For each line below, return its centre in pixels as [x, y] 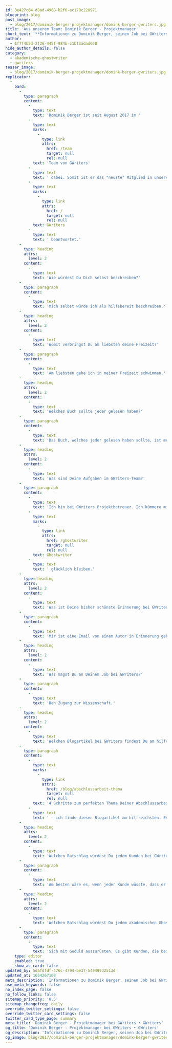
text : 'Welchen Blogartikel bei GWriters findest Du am [93, 741]
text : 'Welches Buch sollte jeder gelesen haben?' [88, 412]
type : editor [28, 957]
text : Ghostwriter [52, 555]
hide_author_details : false [35, 48]
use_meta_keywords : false [33, 985]
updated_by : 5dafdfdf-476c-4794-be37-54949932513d [60, 970]
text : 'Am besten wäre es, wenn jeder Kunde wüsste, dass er [99, 885]
